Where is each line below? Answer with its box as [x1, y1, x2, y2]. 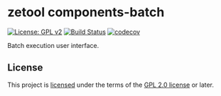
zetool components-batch [7, 4, 165, 20]
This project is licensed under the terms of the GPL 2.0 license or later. [7, 80, 215, 89]
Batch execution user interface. [7, 41, 99, 49]
